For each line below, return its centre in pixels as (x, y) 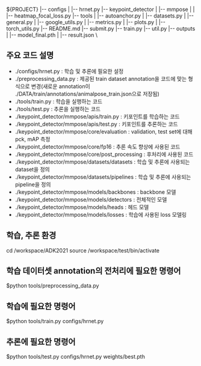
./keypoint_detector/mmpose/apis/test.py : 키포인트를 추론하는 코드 (97, 124)
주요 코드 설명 (30, 55)
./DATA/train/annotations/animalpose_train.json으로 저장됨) (87, 94)
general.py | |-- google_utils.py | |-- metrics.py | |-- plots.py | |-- (86, 22)
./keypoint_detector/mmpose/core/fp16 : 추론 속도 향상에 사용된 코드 (97, 146)
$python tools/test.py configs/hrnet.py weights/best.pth (76, 357)
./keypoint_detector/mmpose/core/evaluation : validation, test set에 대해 (104, 131)
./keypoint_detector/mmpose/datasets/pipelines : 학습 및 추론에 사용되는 (103, 177)
